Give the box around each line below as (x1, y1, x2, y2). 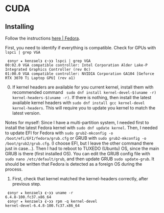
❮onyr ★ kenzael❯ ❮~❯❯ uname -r (7, 191, 73, 195)
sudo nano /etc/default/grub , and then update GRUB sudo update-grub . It (5, 156, 154, 162)
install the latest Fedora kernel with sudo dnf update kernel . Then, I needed (5, 125, 158, 130)
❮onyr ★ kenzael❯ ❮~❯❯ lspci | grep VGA (7, 59, 91, 64)
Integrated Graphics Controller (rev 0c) (5, 67, 91, 72)
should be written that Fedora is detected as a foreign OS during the (5, 161, 142, 167)
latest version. (12, 110, 41, 116)
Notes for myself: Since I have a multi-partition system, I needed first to (5, 120, 149, 125)
